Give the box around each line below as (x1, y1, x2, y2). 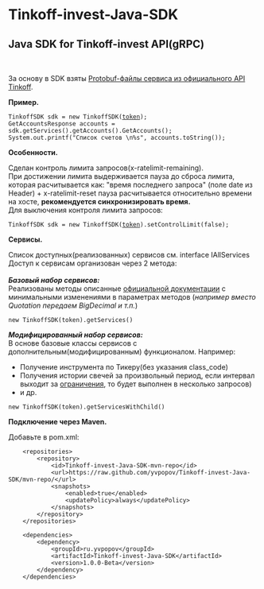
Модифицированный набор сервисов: (8, 330, 143, 339)
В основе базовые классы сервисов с (8, 339, 138, 347)
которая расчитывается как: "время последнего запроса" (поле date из (8, 180, 253, 189)
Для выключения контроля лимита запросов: (8, 205, 163, 215)
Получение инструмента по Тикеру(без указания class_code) (19, 362, 229, 371)
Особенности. (8, 148, 58, 157)
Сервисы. (8, 234, 43, 244)
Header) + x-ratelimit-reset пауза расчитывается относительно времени (8, 188, 252, 198)
